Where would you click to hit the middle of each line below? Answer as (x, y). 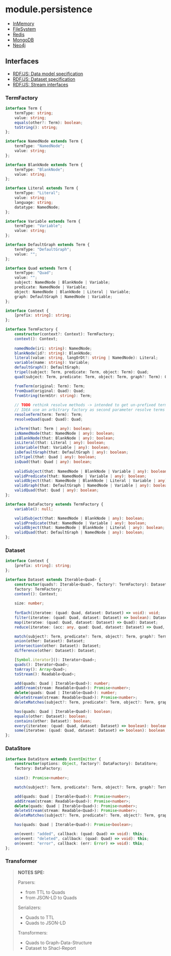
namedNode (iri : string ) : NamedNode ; (53, 348)
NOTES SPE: (31, 872)
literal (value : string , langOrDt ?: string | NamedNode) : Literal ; (86, 358)
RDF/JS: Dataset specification (44, 79)
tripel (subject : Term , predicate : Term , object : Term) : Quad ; (82, 372)
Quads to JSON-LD (46, 923)
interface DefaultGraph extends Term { (48, 245)
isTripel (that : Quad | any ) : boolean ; (55, 457)
